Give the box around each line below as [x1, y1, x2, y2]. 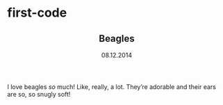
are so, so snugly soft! [7, 90, 71, 98]
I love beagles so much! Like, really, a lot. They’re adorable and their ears [7, 83, 217, 91]
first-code [7, 5, 67, 21]
